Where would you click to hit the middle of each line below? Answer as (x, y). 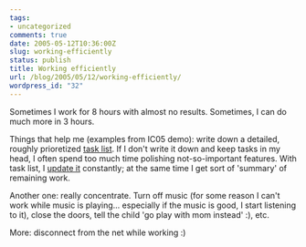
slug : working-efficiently (61, 52)
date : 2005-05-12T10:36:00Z (63, 43)
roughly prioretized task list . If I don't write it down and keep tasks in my (145, 149)
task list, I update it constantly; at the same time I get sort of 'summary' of (148, 168)
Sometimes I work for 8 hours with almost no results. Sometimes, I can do (148, 111)
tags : (20, 18)
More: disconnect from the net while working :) (98, 232)
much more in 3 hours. (52, 121)
